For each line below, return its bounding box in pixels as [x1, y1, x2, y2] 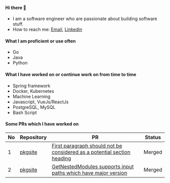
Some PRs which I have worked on [5, 121, 79, 127]
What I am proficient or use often [5, 38, 76, 44]
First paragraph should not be [51, 142, 122, 149]
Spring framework [12, 83, 51, 89]
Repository [20, 134, 47, 141]
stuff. [12, 21, 24, 27]
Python [12, 60, 28, 66]
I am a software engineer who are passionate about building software [12, 16, 157, 22]
